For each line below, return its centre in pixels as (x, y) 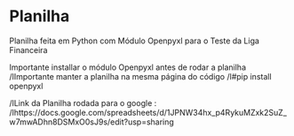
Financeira (28, 49)
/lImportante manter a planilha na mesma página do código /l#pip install (141, 76)
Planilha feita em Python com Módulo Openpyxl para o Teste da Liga (135, 41)
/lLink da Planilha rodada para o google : (83, 102)
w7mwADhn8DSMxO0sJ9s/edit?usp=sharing (92, 122)
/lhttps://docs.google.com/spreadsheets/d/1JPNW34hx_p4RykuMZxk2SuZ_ (148, 112)
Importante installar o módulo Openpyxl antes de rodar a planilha (128, 67)
